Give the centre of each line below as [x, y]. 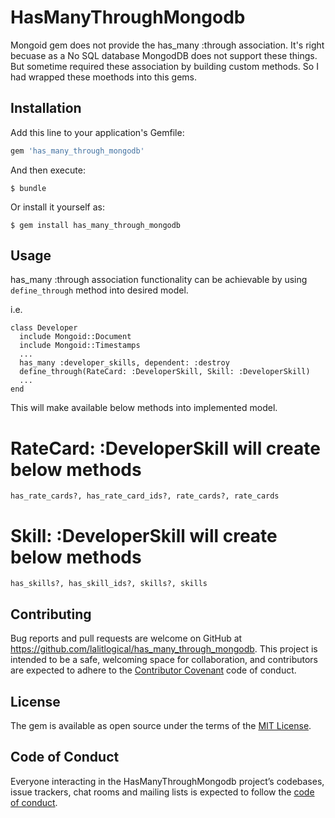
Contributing [51, 614]
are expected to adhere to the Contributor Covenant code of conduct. [153, 670]
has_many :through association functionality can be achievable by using [159, 280]
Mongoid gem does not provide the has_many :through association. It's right [167, 45]
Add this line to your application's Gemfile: [97, 132]
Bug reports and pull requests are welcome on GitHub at [126, 638]
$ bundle [28, 188]
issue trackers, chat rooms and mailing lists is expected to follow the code [162, 792]
